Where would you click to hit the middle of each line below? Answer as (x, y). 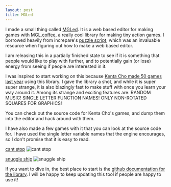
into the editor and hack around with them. (50, 118)
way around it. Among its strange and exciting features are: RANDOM (78, 92)
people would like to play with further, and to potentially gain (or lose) (78, 61)
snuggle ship (19, 159)
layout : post (19, 10)
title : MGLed (19, 15)
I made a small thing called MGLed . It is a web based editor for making (79, 29)
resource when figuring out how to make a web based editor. (69, 45)
